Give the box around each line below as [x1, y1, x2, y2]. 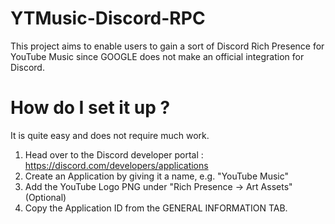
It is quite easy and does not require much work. [10, 129, 210, 141]
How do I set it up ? [10, 97, 171, 119]
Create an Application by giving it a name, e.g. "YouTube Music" [24, 170, 289, 182]
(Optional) [24, 191, 67, 203]
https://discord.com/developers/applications [24, 159, 209, 171]
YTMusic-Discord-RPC [10, 7, 206, 30]
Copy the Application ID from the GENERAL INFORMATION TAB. [24, 202, 288, 214]
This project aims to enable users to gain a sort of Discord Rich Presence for [10, 40, 325, 52]
